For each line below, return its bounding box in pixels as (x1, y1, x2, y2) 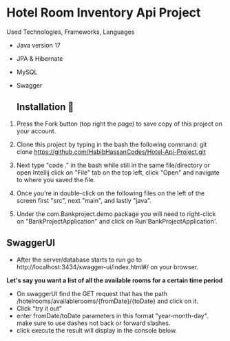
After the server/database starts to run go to (16, 255, 143, 264)
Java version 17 (16, 41, 61, 49)
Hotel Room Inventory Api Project (6, 5, 201, 21)
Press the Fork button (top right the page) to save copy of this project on (16, 119, 222, 128)
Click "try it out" (16, 304, 63, 312)
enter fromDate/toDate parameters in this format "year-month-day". (16, 311, 209, 320)
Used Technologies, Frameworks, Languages (6, 28, 135, 36)
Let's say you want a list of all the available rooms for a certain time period (6, 276, 223, 284)
